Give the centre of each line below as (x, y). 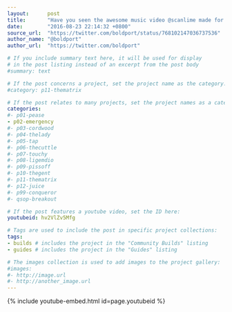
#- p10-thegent (29, 174)
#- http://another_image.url (49, 282)
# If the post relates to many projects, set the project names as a (109, 102)
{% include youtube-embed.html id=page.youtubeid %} (86, 301)
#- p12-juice (26, 186)
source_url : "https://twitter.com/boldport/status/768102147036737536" (114, 33)
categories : (24, 109)
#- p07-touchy (28, 154)
